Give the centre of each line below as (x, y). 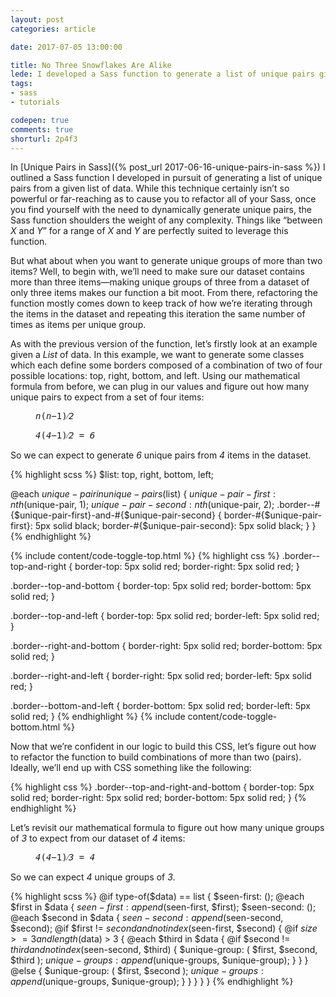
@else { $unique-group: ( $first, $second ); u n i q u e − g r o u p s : (137, 971)
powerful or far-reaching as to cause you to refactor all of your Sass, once (163, 199)
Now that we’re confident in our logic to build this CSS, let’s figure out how (163, 747)
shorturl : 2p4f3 (44, 139)
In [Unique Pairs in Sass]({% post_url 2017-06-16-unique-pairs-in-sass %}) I (168, 167)
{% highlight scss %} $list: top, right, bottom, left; (112, 475)
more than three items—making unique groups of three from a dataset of (160, 282)
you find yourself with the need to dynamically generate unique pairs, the (161, 210)
